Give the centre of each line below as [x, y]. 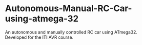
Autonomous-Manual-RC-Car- [69, 8]
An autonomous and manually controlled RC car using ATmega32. [71, 32]
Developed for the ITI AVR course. [39, 37]
